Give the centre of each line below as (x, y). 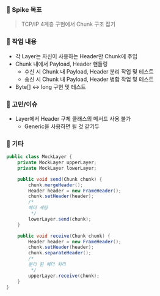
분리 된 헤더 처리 (47, 265)
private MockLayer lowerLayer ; (57, 168)
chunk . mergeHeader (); (56, 185)
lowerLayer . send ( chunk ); (60, 219)
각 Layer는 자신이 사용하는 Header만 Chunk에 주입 (76, 56)
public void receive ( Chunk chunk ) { (64, 236)
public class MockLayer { (39, 157)
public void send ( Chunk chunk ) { (60, 179)
